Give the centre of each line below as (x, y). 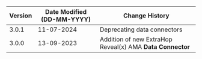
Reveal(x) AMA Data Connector (145, 47)
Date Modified (66, 12)
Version (21, 16)
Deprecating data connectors (141, 29)
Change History (146, 16)
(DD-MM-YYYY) (66, 19)
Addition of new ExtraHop (136, 39)
